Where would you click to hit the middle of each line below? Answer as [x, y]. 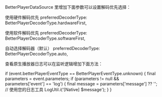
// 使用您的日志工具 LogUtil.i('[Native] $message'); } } [58, 89]
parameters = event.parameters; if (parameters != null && [62, 79]
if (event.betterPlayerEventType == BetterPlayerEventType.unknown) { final [81, 73]
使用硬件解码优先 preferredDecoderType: [46, 17]
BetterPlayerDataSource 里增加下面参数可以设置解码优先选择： [68, 7]
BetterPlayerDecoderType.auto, [36, 54]
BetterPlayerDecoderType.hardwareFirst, [46, 23]
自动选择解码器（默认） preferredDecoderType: [53, 48]
